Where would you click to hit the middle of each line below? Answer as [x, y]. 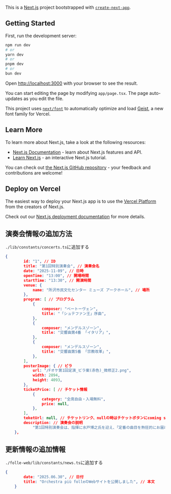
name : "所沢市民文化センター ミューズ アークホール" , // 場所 [91, 290]
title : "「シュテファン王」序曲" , [74, 313]
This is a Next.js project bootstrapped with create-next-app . [68, 7]
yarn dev [15, 55]
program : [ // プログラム [49, 300]
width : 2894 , [46, 375]
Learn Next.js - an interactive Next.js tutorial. [60, 157]
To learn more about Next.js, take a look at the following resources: [76, 142]
